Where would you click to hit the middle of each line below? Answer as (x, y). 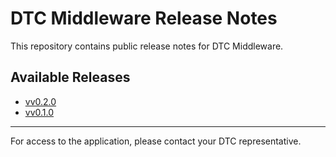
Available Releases (70, 77)
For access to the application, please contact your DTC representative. (156, 141)
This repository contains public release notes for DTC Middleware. (147, 46)
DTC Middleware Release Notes (144, 18)
